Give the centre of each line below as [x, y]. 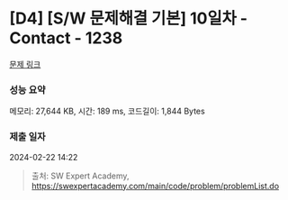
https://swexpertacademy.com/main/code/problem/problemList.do [155, 186]
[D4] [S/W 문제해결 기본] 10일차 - [129, 18]
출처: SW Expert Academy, [80, 176]
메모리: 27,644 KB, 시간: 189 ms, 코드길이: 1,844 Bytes [107, 111]
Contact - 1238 [66, 38]
